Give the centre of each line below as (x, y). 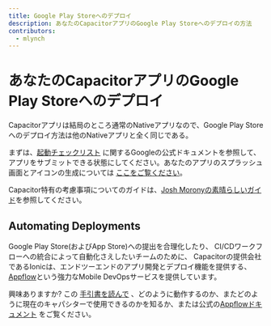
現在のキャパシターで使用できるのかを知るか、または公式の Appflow (135, 304)
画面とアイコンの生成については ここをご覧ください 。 (98, 173)
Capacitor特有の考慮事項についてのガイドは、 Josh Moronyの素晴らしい (128, 190)
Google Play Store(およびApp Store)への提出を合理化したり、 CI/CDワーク (132, 246)
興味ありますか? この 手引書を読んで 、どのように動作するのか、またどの (130, 294)
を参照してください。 (51, 200)
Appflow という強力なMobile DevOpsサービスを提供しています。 (115, 277)
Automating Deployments (74, 226)
